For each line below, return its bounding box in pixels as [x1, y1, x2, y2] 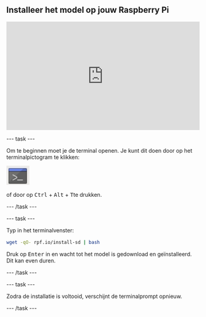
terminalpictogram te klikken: [6, 153, 80, 161]
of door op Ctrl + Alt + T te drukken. [6, 191, 102, 199]
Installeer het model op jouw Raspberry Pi [6, 5, 170, 15]
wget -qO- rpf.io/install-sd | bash [6, 239, 100, 246]
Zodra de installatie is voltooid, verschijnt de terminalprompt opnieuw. [6, 292, 183, 300]
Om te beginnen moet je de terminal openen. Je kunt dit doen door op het [6, 147, 193, 155]
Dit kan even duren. [6, 257, 56, 264]
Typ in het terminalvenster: [6, 227, 74, 234]
